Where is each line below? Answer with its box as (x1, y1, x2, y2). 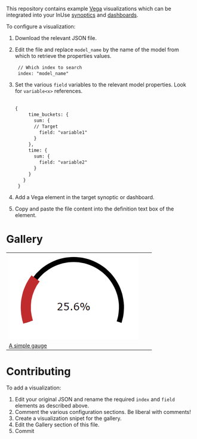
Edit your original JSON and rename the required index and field (14, 396, 175, 403)
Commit (14, 428, 35, 435)
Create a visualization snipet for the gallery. (14, 415, 122, 422)
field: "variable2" (39, 159, 88, 165)
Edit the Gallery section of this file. (14, 421, 100, 428)
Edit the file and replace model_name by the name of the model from (14, 46, 179, 53)
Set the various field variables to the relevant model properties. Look (14, 81, 186, 88)
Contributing (6, 364, 71, 378)
